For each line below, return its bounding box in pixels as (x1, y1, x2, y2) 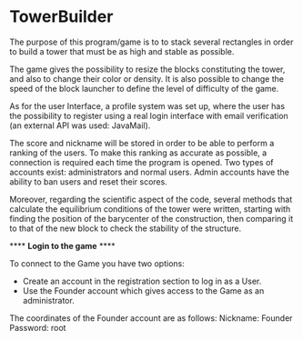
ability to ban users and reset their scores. (9, 175, 168, 187)
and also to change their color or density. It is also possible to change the (9, 73, 285, 84)
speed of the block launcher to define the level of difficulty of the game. (9, 83, 279, 94)
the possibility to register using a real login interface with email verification (9, 110, 288, 121)
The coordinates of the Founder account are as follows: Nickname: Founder (9, 312, 293, 324)
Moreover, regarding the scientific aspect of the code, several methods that (9, 194, 293, 205)
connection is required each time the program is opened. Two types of (9, 156, 275, 167)
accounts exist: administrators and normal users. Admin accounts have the (9, 166, 289, 177)
